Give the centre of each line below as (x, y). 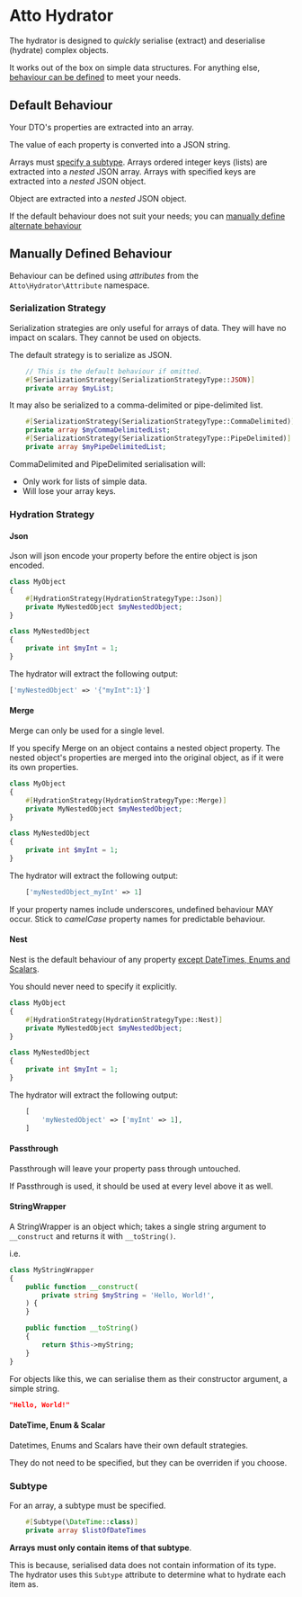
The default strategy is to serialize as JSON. (91, 354)
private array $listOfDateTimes (86, 1530)
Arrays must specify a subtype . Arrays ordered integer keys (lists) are (138, 162)
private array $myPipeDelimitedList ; (96, 447)
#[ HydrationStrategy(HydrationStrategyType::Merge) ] (126, 800)
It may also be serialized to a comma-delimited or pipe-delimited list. (136, 405)
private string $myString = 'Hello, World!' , (129, 1295)
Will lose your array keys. (69, 490)
